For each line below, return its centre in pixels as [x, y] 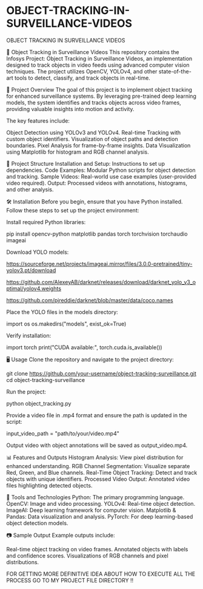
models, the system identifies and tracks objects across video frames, [94, 102]
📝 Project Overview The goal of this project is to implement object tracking [99, 89]
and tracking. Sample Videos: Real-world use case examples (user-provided [101, 176]
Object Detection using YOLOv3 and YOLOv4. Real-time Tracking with [94, 132]
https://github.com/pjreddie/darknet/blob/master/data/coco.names [90, 300]
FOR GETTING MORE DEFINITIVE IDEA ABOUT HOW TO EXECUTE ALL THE [101, 574]
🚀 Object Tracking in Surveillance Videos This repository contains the [93, 52]
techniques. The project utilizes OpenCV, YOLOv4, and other [82, 71]
